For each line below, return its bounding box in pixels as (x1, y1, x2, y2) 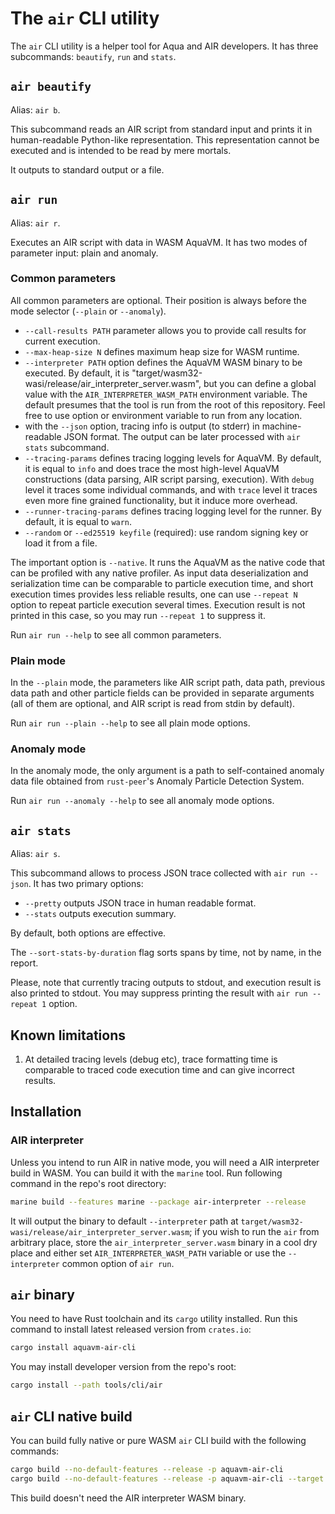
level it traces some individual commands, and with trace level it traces (24, 483, 318, 496)
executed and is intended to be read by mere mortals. (10, 144, 232, 156)
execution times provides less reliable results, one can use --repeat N (10, 588, 298, 600)
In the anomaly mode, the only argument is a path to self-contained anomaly (10, 765, 325, 777)
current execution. (24, 335, 101, 347)
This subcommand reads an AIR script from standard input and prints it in (10, 123, 313, 135)
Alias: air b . (10, 103, 61, 116)
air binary (10, 1287, 75, 1304)
